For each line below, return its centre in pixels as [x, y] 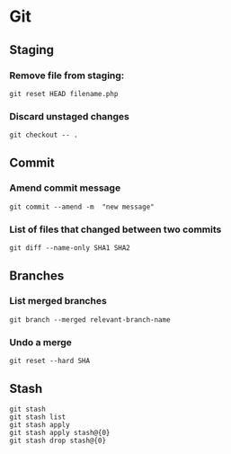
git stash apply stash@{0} [60, 432]
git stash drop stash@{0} [58, 441]
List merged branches [58, 301]
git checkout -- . [44, 135]
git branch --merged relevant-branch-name [90, 320]
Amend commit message [65, 188]
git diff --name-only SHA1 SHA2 [70, 248]
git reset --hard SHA [50, 361]
